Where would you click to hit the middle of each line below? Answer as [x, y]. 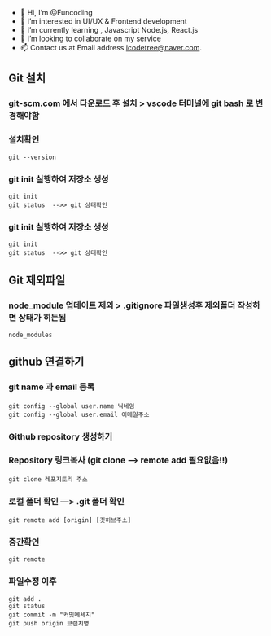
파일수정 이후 [33, 581]
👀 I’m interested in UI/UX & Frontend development [103, 21]
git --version [33, 157]
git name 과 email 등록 [52, 387]
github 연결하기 [46, 362]
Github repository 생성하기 [60, 436]
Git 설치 [27, 79]
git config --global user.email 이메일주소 [79, 414]
